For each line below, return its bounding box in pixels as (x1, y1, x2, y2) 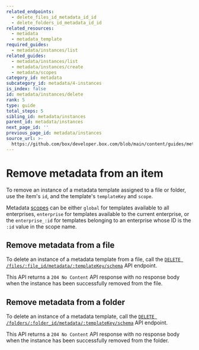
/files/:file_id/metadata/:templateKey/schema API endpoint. (6, 262, 158, 269)
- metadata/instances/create (11, 63, 84, 70)
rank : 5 (6, 97, 25, 103)
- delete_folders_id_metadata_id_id (11, 20, 102, 26)
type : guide (6, 102, 36, 109)
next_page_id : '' (6, 125, 49, 131)
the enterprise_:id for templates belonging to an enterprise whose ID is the (6, 217, 191, 224)
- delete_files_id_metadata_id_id (11, 14, 97, 20)
